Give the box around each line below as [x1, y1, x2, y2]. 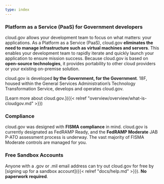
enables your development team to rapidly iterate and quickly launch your [5, 50, 154, 56]
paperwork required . [5, 173, 48, 179]
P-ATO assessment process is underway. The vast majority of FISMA [5, 134, 144, 140]
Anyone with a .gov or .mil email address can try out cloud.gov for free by [5, 163, 154, 169]
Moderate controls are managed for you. [5, 139, 87, 145]
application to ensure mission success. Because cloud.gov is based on [5, 55, 148, 61]
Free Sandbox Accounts [5, 152, 64, 158]
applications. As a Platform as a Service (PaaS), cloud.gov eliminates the [5, 40, 153, 46]
